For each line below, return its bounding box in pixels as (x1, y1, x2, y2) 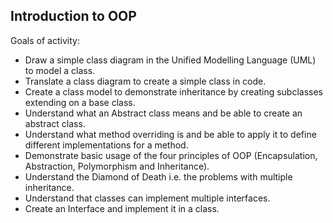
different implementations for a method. (24, 139, 189, 151)
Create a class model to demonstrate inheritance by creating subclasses (24, 85, 324, 98)
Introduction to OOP (10, 8, 137, 25)
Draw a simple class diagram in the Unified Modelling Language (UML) (24, 54, 317, 66)
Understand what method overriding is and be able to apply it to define (24, 128, 317, 140)
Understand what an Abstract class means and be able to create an (24, 107, 303, 119)
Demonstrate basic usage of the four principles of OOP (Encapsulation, (24, 149, 318, 161)
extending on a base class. (24, 96, 136, 108)
